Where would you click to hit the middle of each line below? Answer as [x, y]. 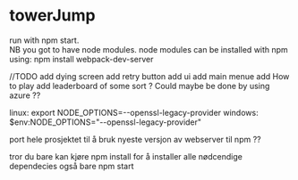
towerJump [52, 16]
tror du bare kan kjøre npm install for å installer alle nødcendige [126, 156]
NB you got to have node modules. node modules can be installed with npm [149, 49]
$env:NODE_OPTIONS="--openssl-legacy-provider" [106, 122]
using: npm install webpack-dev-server [81, 59]
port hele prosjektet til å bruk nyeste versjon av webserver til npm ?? [135, 139]
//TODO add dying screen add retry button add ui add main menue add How [149, 76]
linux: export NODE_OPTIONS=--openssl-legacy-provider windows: [134, 112]
